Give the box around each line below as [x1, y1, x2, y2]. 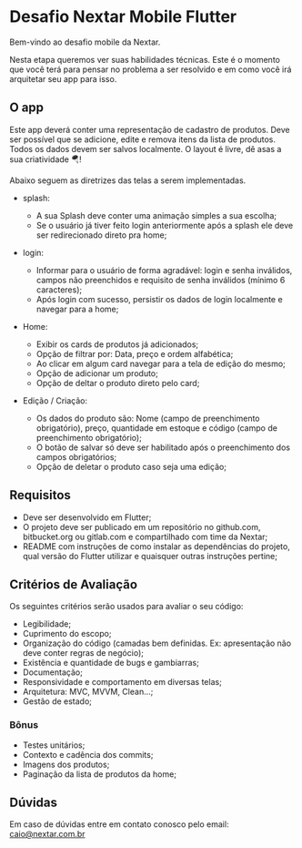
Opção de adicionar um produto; [35, 367, 159, 379]
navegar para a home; [35, 303, 119, 314]
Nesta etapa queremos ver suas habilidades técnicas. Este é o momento [9, 54, 280, 65]
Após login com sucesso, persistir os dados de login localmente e [35, 293, 284, 304]
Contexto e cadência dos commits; [22, 749, 154, 760]
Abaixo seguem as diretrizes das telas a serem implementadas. [9, 175, 247, 186]
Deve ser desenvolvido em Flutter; [22, 512, 152, 523]
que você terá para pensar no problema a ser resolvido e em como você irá [9, 64, 292, 75]
